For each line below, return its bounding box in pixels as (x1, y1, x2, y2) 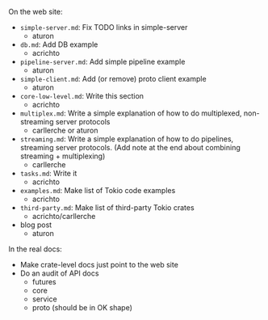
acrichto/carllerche (31, 212, 96, 221)
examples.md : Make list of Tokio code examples (19, 186, 176, 195)
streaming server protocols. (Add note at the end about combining (19, 143, 241, 152)
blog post (19, 220, 52, 229)
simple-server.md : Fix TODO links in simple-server (19, 23, 188, 32)
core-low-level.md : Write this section (19, 91, 144, 100)
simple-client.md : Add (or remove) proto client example (19, 74, 207, 83)
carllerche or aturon (31, 125, 98, 135)
